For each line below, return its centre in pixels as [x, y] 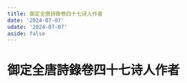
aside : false [26, 33]
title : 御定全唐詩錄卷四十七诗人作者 [55, 14]
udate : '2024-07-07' [38, 27]
